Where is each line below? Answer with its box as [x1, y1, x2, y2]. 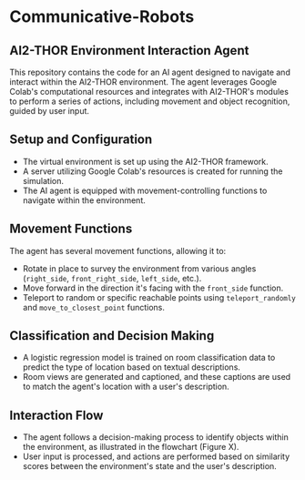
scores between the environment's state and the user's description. [22, 461, 278, 472]
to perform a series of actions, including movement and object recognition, [9, 96, 290, 107]
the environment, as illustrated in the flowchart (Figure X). [22, 442, 239, 453]
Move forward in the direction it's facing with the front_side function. [22, 282, 284, 293]
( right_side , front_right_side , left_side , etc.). [22, 272, 202, 283]
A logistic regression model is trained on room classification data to [22, 352, 276, 363]
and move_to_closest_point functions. [22, 301, 166, 312]
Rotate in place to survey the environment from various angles [22, 262, 257, 274]
